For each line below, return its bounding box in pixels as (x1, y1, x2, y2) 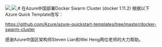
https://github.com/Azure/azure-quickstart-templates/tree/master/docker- (5, 22, 157, 27)
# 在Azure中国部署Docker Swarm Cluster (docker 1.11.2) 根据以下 (17, 5, 150, 11)
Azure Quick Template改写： (5, 12, 63, 17)
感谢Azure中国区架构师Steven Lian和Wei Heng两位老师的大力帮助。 (5, 37, 144, 42)
